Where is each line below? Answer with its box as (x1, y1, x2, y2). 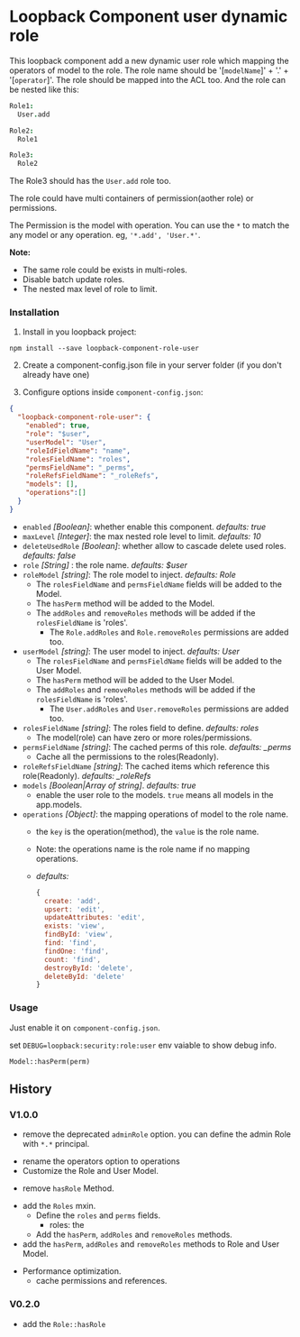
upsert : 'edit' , (43, 904, 105, 914)
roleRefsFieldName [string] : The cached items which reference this (22, 760, 270, 772)
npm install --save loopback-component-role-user (9, 344, 200, 353)
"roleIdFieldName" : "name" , (25, 446, 131, 455)
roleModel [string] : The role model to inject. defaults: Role (22, 569, 237, 580)
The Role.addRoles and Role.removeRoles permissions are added (49, 627, 289, 637)
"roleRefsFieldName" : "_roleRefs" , (25, 472, 159, 481)
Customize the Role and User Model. (22, 1166, 159, 1177)
